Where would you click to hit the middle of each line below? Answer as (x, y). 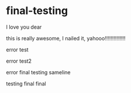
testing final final (26, 84)
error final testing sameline (38, 72)
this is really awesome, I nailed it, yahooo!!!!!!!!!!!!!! (66, 38)
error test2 (19, 61)
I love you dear (24, 27)
